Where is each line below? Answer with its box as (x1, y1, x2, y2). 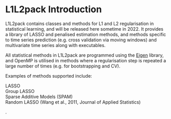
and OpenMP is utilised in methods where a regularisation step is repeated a (5, 57, 166, 63)
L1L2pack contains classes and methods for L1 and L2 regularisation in (5, 20, 154, 27)
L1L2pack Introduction (5, 4, 102, 15)
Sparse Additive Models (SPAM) (5, 93, 73, 100)
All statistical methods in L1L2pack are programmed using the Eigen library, (5, 52, 164, 58)
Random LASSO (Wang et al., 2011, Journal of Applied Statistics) (5, 99, 141, 105)
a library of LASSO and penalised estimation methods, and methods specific (5, 31, 166, 37)
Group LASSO (5, 88, 35, 94)
